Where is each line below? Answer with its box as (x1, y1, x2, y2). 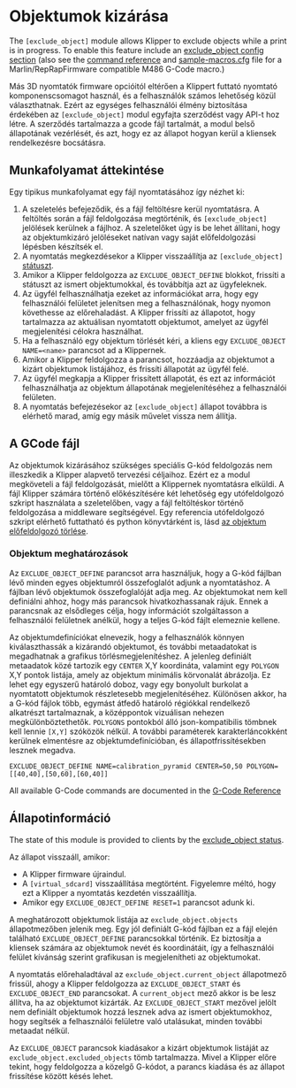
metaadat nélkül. (9, 1025, 70, 1036)
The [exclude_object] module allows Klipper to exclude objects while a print (9, 35, 287, 46)
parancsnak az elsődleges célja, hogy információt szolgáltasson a (9, 605, 249, 616)
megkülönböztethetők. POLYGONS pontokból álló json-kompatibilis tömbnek (9, 716, 277, 727)
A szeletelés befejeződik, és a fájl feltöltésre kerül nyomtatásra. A (21, 204, 260, 214)
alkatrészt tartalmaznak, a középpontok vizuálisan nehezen (9, 706, 225, 718)
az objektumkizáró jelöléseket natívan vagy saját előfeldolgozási (21, 232, 256, 243)
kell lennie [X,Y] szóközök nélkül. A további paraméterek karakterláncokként (9, 726, 288, 737)
